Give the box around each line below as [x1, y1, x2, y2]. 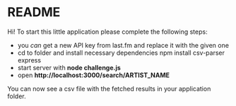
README [7, 4, 61, 20]
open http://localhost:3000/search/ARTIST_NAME [17, 71, 170, 79]
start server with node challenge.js [17, 63, 122, 72]
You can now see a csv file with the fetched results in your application [7, 84, 211, 93]
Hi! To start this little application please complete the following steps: [7, 27, 208, 36]
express [17, 55, 41, 64]
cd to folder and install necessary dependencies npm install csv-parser [17, 48, 225, 57]
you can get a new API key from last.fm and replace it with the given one [17, 41, 230, 49]
